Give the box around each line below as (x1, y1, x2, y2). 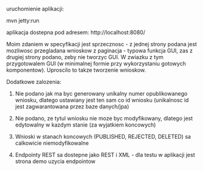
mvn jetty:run (6, 17, 39, 24)
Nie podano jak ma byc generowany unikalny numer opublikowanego (15, 90, 188, 97)
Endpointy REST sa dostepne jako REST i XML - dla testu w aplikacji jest (15, 152, 195, 158)
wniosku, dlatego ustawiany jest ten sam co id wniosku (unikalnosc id (15, 97, 189, 103)
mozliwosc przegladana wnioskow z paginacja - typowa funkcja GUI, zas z (6, 47, 193, 54)
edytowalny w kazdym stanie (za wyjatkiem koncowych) (15, 121, 156, 128)
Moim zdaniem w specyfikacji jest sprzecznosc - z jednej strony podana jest (6, 41, 197, 47)
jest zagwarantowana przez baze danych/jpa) (15, 103, 129, 110)
